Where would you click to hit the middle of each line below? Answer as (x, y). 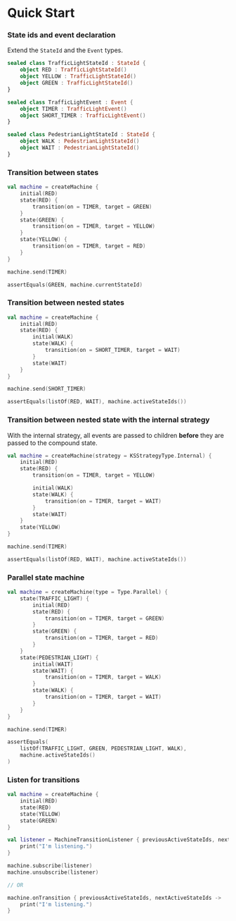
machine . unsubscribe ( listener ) (53, 872)
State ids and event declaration (61, 35)
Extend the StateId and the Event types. (65, 50)
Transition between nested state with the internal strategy (109, 420)
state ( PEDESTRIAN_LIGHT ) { (59, 657)
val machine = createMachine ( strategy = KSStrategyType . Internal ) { (110, 456)
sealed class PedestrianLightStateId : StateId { (81, 135)
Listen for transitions (44, 779)
